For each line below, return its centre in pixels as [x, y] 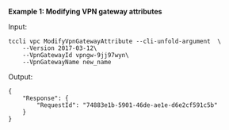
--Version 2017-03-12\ [60, 48]
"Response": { [46, 98]
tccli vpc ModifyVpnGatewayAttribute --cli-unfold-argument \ [115, 41]
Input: [18, 27]
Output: [21, 77]
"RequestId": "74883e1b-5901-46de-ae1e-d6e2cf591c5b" [127, 105]
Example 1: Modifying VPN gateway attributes [85, 11]
